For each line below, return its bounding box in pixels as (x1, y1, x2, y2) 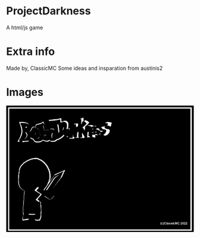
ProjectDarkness (6, 4, 91, 18)
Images (6, 85, 43, 99)
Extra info (6, 45, 55, 58)
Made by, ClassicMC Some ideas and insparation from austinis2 (6, 64, 163, 72)
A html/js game (6, 24, 43, 31)
